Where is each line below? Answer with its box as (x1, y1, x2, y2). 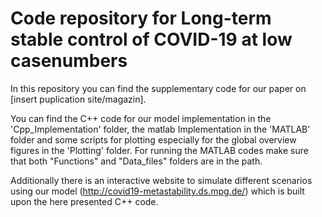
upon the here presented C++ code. (10, 195, 159, 207)
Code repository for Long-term (10, 7, 272, 30)
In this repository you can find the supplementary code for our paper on (10, 82, 307, 94)
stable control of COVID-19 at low (10, 28, 293, 51)
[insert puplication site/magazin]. (10, 93, 147, 105)
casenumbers (10, 50, 128, 72)
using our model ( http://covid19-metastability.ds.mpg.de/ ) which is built (10, 185, 305, 197)
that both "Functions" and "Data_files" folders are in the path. (10, 155, 263, 167)
